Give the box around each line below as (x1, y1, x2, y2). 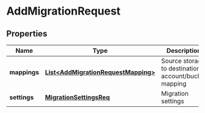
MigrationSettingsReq (45, 93, 110, 101)
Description (166, 47, 201, 55)
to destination (161, 64, 201, 72)
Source (161, 56, 182, 65)
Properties (6, 29, 48, 39)
